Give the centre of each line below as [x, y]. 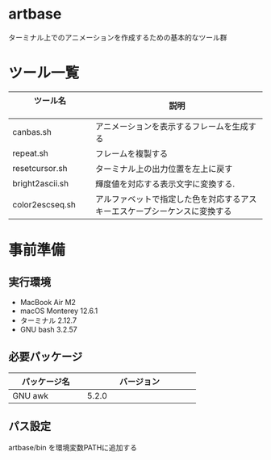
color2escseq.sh [44, 204]
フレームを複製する [132, 153]
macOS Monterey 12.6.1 [59, 311]
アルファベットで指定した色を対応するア [172, 199]
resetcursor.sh [40, 168]
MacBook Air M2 [48, 302]
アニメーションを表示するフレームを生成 [172, 126]
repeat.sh [30, 153]
